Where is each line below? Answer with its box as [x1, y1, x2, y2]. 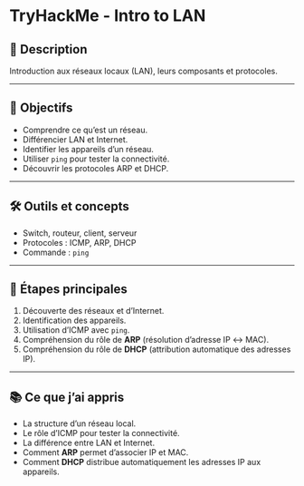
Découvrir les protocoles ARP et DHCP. [22, 162, 169, 173]
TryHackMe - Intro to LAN [9, 5, 206, 26]
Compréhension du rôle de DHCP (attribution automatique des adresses [22, 344, 291, 355]
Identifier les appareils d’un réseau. [22, 143, 154, 154]
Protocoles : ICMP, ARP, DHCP [22, 237, 137, 248]
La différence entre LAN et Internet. [22, 437, 156, 449]
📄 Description [9, 42, 88, 57]
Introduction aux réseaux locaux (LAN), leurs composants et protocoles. [9, 65, 278, 76]
